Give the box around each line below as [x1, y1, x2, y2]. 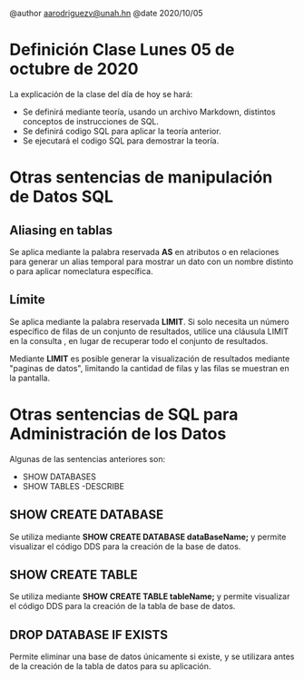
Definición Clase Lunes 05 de [9, 40, 235, 60]
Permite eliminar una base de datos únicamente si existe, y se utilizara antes [9, 651, 295, 662]
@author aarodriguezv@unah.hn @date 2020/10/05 [9, 8, 203, 18]
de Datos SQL [9, 186, 113, 207]
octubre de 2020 [9, 59, 139, 80]
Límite [9, 292, 45, 308]
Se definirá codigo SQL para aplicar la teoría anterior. [22, 125, 221, 136]
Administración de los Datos [9, 423, 227, 444]
